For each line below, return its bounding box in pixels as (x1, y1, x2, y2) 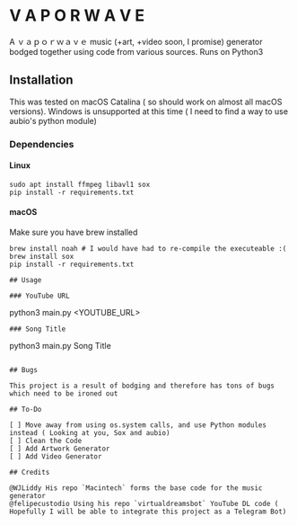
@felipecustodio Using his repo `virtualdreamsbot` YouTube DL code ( (9, 500, 279, 509)
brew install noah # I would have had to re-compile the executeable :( (9, 245, 287, 254)
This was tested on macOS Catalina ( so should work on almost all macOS (9, 96, 283, 107)
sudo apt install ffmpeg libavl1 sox (9, 180, 151, 189)
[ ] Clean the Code (9, 437, 83, 446)
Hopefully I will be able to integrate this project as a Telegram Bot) (9, 507, 287, 517)
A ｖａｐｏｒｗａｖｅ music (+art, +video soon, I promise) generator (9, 36, 263, 47)
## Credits (9, 468, 50, 477)
